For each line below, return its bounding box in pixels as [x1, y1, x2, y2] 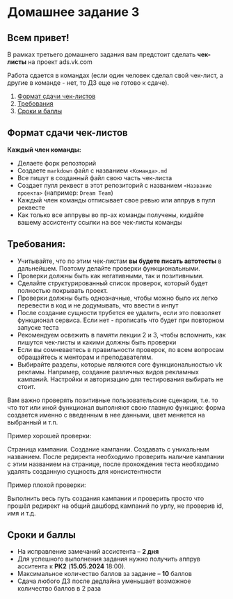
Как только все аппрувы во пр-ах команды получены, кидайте [17, 210, 204, 219]
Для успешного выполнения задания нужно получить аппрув [17, 554, 200, 564]
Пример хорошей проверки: [7, 431, 92, 440]
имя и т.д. [7, 509, 36, 517]
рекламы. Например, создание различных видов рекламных [17, 367, 200, 376]
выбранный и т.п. [7, 418, 58, 426]
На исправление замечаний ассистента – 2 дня [17, 548, 159, 556]
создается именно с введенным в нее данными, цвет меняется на [7, 410, 205, 419]
